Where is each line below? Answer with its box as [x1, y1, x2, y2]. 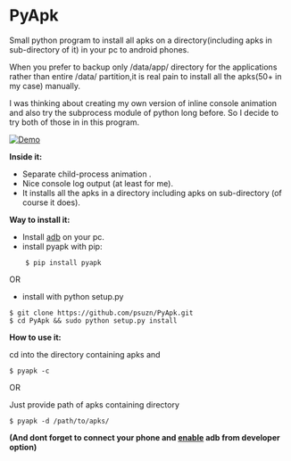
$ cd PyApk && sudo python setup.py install [9, 316, 178, 325]
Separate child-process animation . [21, 169, 152, 179]
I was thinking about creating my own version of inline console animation [9, 97, 277, 108]
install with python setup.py [21, 291, 124, 301]
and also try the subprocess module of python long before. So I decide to [9, 107, 279, 118]
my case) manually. [9, 80, 80, 91]
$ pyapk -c [9, 366, 50, 375]
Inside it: [9, 151, 43, 161]
